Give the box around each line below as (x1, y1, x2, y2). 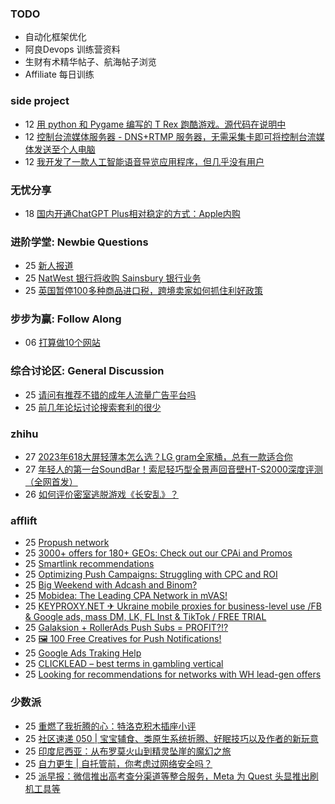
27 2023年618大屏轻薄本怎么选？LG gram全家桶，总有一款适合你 (24, 451, 293, 463)
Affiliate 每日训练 (24, 68, 95, 81)
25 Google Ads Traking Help (24, 647, 142, 659)
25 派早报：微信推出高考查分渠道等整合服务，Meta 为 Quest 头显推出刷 (24, 770, 319, 782)
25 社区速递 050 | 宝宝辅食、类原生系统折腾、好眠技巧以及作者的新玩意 (24, 732, 320, 744)
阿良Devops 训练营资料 (24, 43, 121, 56)
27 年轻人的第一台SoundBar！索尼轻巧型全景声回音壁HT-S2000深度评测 (24, 463, 323, 476)
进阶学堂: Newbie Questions (10, 235, 149, 249)
